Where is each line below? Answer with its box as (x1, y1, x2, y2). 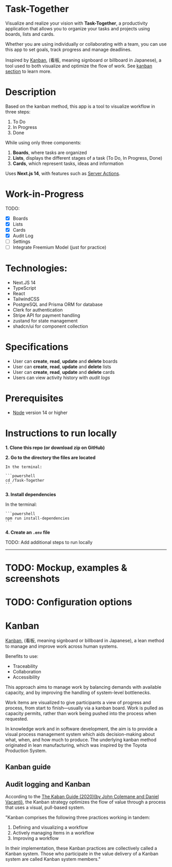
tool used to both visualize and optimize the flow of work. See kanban (5, 63, 153, 69)
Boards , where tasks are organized (12, 149, 87, 156)
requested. (5, 716, 28, 722)
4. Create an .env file (5, 529, 50, 535)
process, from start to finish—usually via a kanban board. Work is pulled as (5, 705, 164, 711)
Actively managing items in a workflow (12, 830, 95, 836)
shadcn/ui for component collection (12, 323, 89, 329)
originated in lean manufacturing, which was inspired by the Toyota (5, 742, 147, 748)
